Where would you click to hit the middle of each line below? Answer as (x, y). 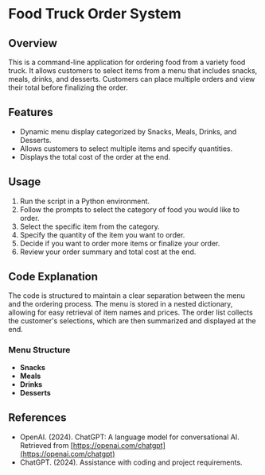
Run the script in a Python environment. (84, 201)
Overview (33, 43)
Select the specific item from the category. (90, 226)
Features (31, 112)
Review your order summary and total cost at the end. (108, 252)
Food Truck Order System (95, 14)
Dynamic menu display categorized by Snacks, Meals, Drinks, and (128, 131)
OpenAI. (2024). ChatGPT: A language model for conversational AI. (130, 437)
